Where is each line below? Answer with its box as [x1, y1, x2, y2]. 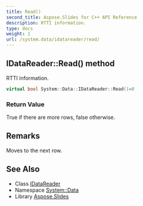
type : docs [6, 25, 33, 32]
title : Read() [6, 8, 42, 15]
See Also [6, 164, 40, 174]
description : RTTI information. [6, 20, 86, 26]
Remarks [6, 131, 41, 141]
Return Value [6, 100, 45, 108]
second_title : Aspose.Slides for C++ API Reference [6, 14, 137, 20]
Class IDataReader [14, 180, 61, 187]
